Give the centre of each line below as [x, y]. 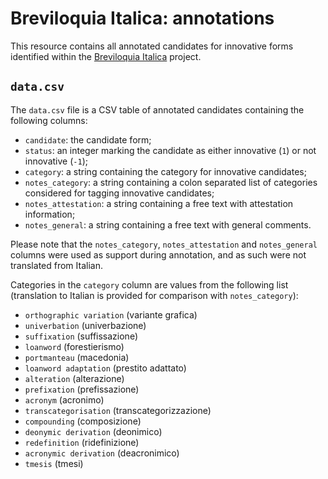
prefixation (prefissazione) [82, 389]
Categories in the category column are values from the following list [149, 284]
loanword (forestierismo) [74, 346]
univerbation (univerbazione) [85, 325]
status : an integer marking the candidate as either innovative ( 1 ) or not [170, 150]
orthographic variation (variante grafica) [111, 314]
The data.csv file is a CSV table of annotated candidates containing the [157, 109]
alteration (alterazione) [74, 378]
